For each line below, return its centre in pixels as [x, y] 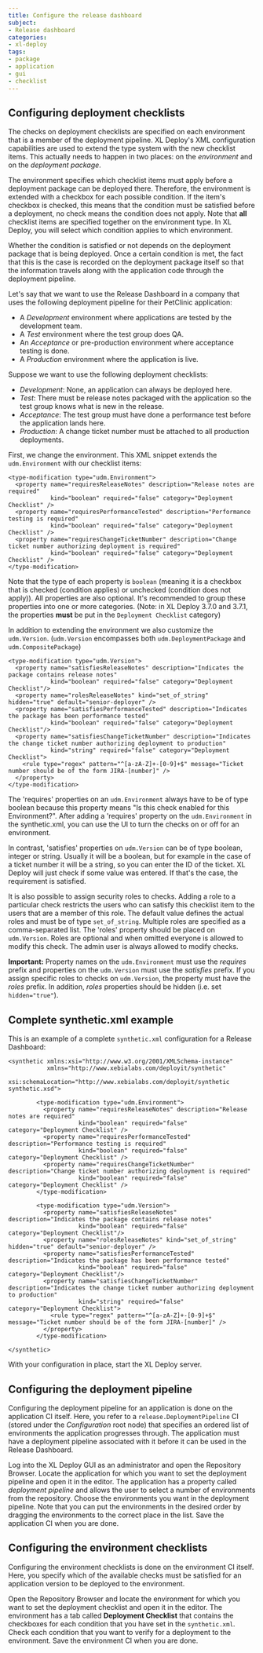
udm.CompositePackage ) [45, 647]
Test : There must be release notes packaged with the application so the [135, 398]
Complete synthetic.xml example [91, 1020]
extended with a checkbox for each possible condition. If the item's [117, 197]
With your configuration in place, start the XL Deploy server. [105, 1365]
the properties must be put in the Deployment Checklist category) [115, 615]
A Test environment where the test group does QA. [102, 334]
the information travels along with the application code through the [116, 271]
